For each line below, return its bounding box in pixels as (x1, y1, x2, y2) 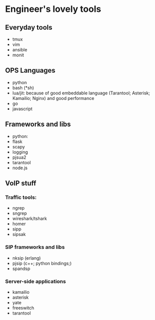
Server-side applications (5, 278, 66, 285)
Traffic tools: (5, 194, 37, 201)
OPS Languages (5, 66, 55, 75)
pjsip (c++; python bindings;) (12, 260, 72, 266)
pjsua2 (12, 154, 26, 160)
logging (12, 149, 28, 155)
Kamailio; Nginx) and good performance (12, 95, 95, 101)
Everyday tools (5, 23, 53, 32)
